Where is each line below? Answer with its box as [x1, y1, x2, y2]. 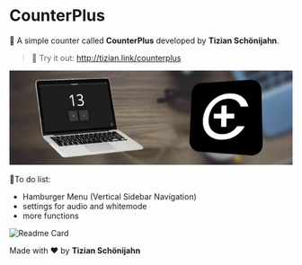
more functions [22, 210, 79, 221]
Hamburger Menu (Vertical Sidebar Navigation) [22, 190, 198, 202]
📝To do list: [9, 173, 51, 184]
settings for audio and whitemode [22, 200, 147, 211]
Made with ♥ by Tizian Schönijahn [9, 244, 141, 256]
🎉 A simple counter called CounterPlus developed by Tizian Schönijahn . [9, 35, 280, 46]
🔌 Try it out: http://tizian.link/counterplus [31, 52, 182, 63]
